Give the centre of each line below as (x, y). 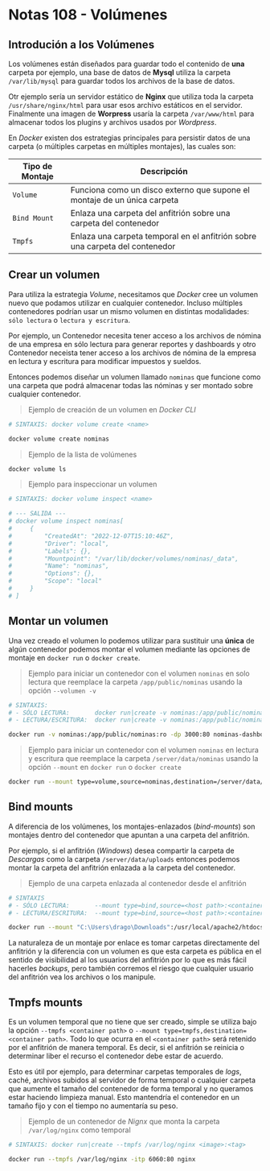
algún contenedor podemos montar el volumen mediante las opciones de (129, 649)
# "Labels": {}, (50, 551)
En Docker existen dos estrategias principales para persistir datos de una (129, 138)
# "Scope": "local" (55, 581)
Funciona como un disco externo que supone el (160, 190)
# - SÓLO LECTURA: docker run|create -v (88, 713)
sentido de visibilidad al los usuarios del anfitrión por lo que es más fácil (127, 960)
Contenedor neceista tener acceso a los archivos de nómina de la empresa (133, 353)
